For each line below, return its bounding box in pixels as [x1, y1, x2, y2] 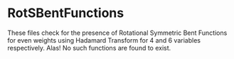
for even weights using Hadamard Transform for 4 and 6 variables [7, 36, 201, 44]
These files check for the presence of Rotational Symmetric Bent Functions [7, 28, 228, 37]
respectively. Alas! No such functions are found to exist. [7, 43, 171, 52]
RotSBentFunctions [7, 5, 124, 21]
